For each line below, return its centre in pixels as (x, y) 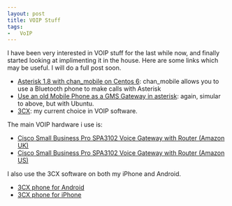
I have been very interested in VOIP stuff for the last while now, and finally (114, 53)
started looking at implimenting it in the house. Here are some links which (113, 61)
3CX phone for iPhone (49, 195)
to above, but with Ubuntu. (56, 104)
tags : (15, 27)
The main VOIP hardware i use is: (55, 125)
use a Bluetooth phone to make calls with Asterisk (89, 89)
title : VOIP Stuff (34, 20)
